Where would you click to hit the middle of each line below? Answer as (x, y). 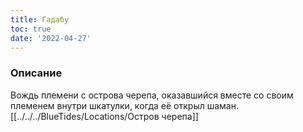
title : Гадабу (40, 19)
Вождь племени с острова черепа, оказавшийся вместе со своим (152, 95)
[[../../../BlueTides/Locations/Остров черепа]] (104, 116)
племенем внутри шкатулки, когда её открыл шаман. (124, 105)
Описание (36, 73)
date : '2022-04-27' (51, 38)
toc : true (31, 29)
